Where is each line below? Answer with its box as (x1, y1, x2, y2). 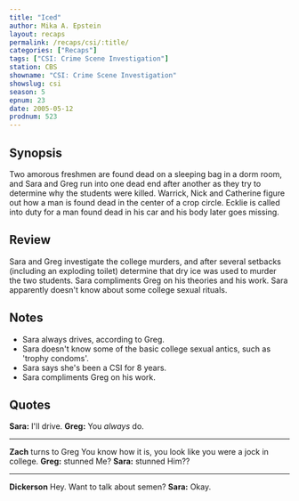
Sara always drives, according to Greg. (21, 334, 165, 344)
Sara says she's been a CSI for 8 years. (21, 362, 167, 373)
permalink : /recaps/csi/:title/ (9, 37, 129, 47)
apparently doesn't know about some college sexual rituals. (9, 284, 228, 295)
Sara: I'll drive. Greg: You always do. (9, 421, 144, 432)
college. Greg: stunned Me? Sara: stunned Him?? (9, 456, 190, 467)
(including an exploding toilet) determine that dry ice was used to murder (9, 265, 278, 276)
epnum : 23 (9, 95, 46, 105)
